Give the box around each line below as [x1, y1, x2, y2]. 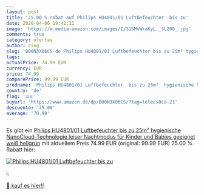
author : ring [6, 43, 39, 49]
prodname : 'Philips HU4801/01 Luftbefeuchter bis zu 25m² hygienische [6, 82, 194, 88]
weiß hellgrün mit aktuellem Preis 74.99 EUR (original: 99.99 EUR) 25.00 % [6, 140, 193, 147]
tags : [6, 54, 20, 60]
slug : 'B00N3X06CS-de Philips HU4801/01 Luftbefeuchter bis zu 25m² [6, 48, 183, 55]
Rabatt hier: [6, 146, 35, 153]
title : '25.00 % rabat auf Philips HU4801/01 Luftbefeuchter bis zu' [6, 15, 189, 21]
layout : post [6, 8, 39, 15]
